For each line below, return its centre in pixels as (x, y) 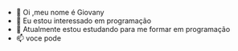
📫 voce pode (39, 38)
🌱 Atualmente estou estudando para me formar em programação (123, 29)
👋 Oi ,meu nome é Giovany (60, 12)
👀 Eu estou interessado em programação (83, 21)
